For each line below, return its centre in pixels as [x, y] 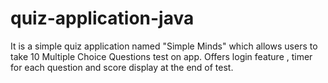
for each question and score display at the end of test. [122, 67]
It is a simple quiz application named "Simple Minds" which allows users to [164, 46]
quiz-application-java [102, 18]
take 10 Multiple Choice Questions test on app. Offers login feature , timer [161, 56]
